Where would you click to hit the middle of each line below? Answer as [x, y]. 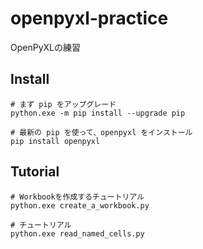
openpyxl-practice [89, 18]
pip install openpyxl [55, 141]
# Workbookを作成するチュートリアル [77, 197]
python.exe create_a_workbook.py [80, 205]
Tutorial [35, 172]
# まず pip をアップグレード [63, 104]
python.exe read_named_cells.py [77, 233]
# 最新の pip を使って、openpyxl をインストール [101, 132]
